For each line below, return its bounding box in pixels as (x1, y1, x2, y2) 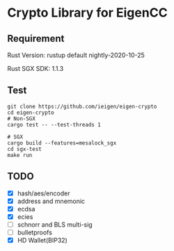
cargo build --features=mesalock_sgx (7, 139, 117, 147)
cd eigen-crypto (7, 109, 54, 116)
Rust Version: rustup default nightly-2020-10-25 (7, 51, 145, 59)
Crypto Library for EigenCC (7, 5, 168, 21)
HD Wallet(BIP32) (17, 236, 68, 244)
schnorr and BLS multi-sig (17, 220, 93, 229)
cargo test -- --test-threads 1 (7, 121, 101, 128)
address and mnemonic (17, 197, 86, 205)
